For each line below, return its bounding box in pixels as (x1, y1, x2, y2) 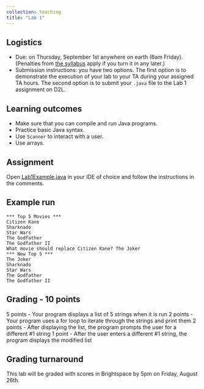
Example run (6, 197, 56, 208)
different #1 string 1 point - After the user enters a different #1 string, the (6, 330, 188, 337)
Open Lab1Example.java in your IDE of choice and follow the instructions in (6, 173, 194, 180)
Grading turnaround (6, 354, 84, 364)
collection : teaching (6, 9, 62, 15)
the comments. (6, 180, 45, 187)
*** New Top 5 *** (6, 251, 53, 257)
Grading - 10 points (6, 294, 81, 305)
